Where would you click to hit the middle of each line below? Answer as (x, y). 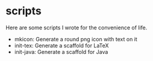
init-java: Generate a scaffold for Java (61, 51)
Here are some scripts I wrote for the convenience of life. (76, 28)
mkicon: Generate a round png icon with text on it (76, 39)
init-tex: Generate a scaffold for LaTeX (61, 45)
